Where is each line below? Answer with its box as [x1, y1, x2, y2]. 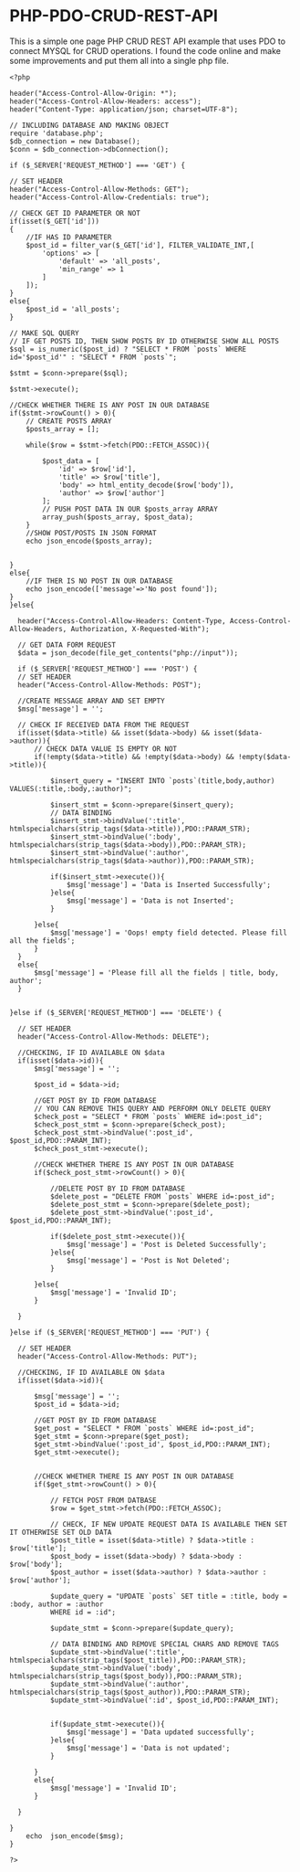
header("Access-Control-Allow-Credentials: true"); [9, 193, 210, 202]
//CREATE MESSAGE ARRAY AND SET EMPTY [17, 696, 166, 705]
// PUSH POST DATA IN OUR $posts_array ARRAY [42, 504, 219, 513]
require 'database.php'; [9, 129, 104, 138]
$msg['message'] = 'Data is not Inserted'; [67, 896, 234, 905]
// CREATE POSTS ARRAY [26, 417, 112, 426]
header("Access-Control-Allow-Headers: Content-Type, [17, 616, 226, 626]
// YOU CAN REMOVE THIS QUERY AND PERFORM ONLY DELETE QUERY [33, 1104, 272, 1113]
